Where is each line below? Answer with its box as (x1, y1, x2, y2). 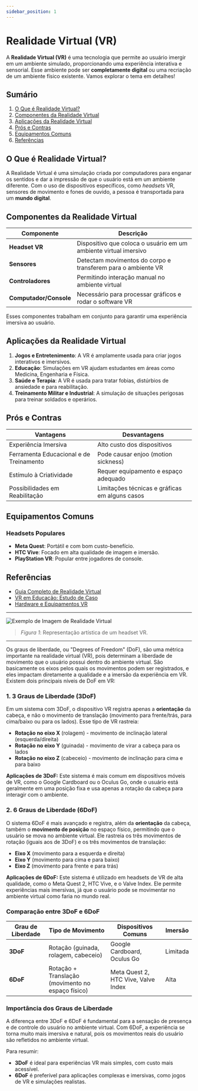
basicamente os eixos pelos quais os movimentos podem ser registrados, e (6, 665, 189, 672)
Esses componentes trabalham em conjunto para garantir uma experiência (6, 313, 187, 320)
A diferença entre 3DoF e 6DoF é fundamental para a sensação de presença (6, 1018, 192, 1025)
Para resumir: (6, 1048, 39, 1055)
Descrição (118, 229, 148, 237)
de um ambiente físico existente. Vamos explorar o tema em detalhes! (6, 72, 176, 80)
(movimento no (48, 979, 91, 988)
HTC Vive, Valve (110, 976, 155, 984)
